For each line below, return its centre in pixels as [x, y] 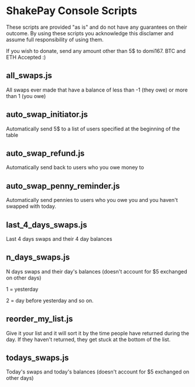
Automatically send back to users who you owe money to [75, 167]
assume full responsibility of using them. [55, 39]
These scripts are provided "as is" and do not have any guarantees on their [97, 27]
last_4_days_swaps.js [47, 225]
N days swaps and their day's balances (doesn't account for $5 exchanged [97, 271]
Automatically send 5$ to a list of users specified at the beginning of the [93, 129]
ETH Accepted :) [26, 57]
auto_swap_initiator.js [47, 115]
